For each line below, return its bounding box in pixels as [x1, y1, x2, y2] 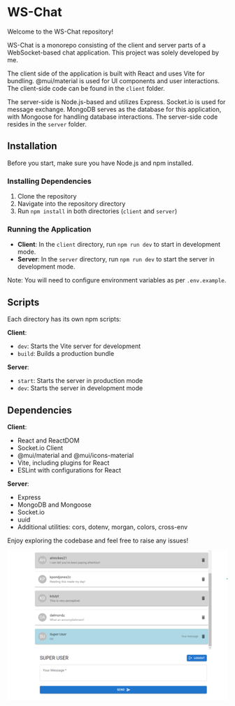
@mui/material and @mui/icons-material [17, 451, 134, 459]
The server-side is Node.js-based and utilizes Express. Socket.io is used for [7, 97, 226, 106]
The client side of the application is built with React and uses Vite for [7, 69, 205, 78]
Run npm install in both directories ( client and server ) [17, 207, 178, 215]
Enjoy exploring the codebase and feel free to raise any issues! [7, 536, 189, 545]
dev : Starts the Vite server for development [17, 342, 141, 350]
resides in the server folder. [7, 120, 87, 128]
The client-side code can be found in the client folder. [7, 84, 166, 92]
